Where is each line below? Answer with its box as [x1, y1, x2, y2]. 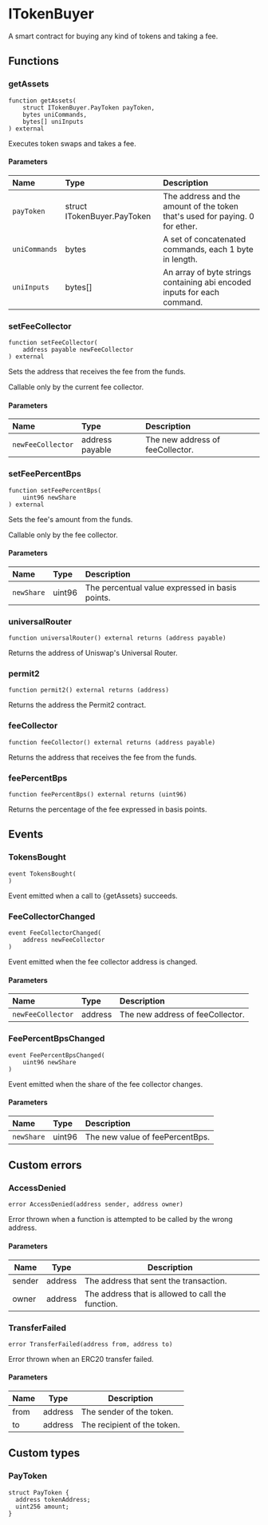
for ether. [163, 221, 198, 232]
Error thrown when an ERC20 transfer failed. [8, 1354, 154, 1363]
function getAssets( [8, 97, 77, 105]
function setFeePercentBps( [8, 486, 102, 494]
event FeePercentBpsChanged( [8, 1051, 105, 1060]
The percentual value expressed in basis [85, 581, 237, 593]
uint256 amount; [15, 1503, 69, 1511]
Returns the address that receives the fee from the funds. [8, 753, 197, 762]
